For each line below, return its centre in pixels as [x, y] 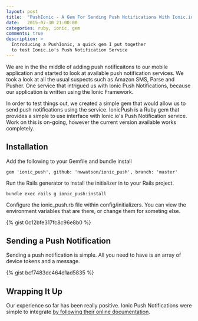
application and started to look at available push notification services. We [95, 73]
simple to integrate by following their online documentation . [78, 312]
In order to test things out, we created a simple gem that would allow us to [96, 103]
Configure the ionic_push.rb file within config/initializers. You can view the [96, 205]
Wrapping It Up [34, 291]
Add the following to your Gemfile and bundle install [69, 161]
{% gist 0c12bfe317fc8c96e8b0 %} [49, 222]
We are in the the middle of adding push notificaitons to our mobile [87, 67]
